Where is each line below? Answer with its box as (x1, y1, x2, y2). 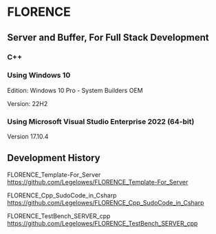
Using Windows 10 (7, 70, 71, 80)
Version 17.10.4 (7, 132, 49, 141)
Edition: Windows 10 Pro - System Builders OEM (7, 86, 143, 94)
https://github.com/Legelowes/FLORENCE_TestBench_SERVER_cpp (7, 219, 198, 227)
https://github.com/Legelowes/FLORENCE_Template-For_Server (7, 178, 188, 186)
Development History (7, 152, 101, 164)
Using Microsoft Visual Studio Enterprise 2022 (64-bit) (7, 116, 195, 126)
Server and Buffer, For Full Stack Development (7, 32, 209, 43)
